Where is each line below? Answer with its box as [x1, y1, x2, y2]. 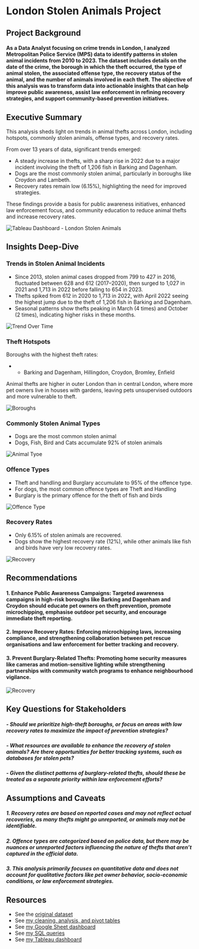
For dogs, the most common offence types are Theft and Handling [14, 485, 176, 492]
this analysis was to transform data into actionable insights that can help [6, 82, 189, 90]
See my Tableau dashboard [14, 935, 82, 943]
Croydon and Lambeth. [14, 176, 71, 183]
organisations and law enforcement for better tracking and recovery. [6, 641, 179, 648]
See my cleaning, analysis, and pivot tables [14, 917, 120, 924]
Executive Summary [6, 112, 82, 122]
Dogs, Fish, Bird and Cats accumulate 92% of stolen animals [14, 439, 163, 447]
